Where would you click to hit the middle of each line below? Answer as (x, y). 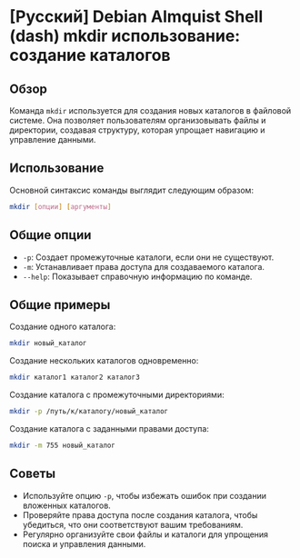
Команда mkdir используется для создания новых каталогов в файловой (150, 110)
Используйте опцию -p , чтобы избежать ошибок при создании (144, 495)
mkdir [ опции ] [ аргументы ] (60, 206)
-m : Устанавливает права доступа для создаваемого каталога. (144, 266)
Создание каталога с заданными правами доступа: (109, 428)
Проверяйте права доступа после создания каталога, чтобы (140, 514)
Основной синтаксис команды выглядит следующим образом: (132, 190)
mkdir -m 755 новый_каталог (63, 445)
